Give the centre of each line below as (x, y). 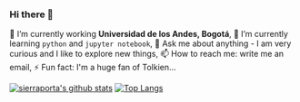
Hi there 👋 (32, 14)
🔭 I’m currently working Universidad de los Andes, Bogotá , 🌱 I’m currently (149, 34)
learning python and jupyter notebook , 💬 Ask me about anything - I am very (150, 43)
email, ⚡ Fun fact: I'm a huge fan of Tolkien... (93, 68)
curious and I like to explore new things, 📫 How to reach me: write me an (147, 54)
